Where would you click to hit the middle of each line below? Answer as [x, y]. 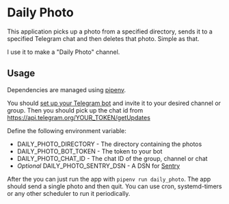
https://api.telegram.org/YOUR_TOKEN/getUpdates [79, 117]
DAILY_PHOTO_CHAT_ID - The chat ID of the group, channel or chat [112, 158]
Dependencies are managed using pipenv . [67, 89]
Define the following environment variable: [67, 130]
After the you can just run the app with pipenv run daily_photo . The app [109, 179]
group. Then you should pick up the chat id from [75, 110]
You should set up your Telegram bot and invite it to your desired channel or [114, 103]
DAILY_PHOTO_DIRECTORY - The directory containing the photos [109, 144]
